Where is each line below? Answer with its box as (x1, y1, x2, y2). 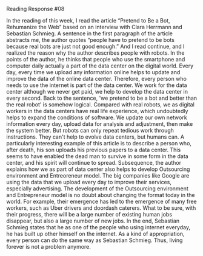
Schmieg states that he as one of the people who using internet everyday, (6, 224, 191, 230)
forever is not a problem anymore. (6, 243, 91, 250)
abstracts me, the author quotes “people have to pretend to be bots (6, 36, 175, 43)
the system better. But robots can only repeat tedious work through (6, 127, 175, 134)
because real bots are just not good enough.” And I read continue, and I (6, 43, 185, 50)
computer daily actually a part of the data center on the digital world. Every (6, 62, 194, 69)
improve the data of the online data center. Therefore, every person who (6, 75, 187, 82)
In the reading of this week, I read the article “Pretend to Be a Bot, (6, 17, 171, 24)
